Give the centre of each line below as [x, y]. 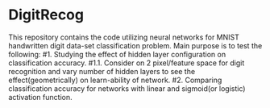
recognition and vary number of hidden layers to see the [102, 71]
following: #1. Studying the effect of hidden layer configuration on [117, 54]
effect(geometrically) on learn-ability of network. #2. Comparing [115, 80]
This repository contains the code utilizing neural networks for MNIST [124, 37]
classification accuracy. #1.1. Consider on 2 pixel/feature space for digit [127, 63]
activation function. [40, 97]
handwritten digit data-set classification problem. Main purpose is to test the [135, 45]
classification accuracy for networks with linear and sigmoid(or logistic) [127, 88]
